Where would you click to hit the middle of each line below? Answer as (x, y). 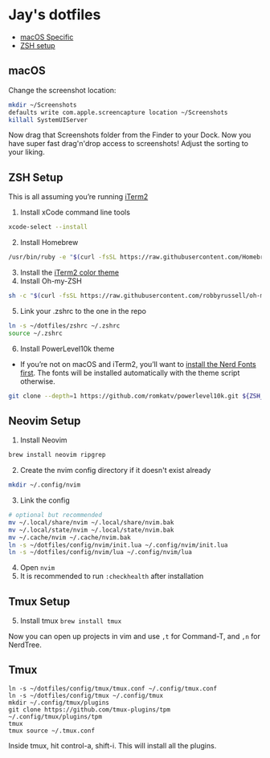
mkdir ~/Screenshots (43, 105)
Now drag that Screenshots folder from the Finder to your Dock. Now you (130, 135)
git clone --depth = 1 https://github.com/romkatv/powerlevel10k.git (124, 396)
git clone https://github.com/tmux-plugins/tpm (90, 709)
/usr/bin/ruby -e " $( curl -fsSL (62, 257)
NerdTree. (25, 645)
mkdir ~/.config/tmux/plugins (59, 703)
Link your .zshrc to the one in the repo (83, 311)
